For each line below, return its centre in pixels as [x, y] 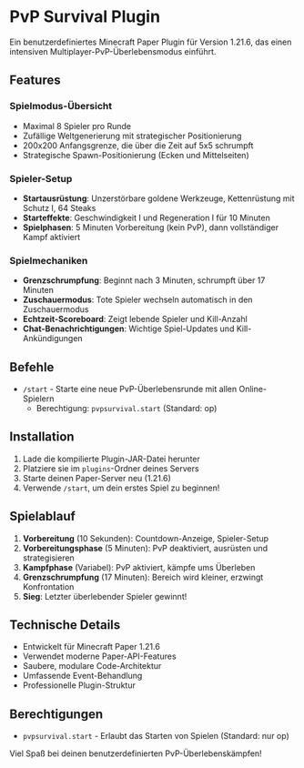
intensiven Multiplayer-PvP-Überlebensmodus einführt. [113, 51]
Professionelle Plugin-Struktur [79, 685]
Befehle [32, 367]
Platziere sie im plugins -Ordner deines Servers [111, 468]
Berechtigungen [56, 714]
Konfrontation [48, 586]
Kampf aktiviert [51, 237]
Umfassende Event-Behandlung [82, 676]
